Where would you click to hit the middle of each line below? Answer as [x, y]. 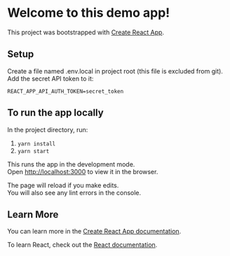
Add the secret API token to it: [50, 78]
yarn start [33, 151]
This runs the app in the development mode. [71, 164]
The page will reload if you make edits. [63, 185]
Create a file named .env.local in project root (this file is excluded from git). [115, 71]
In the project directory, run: [48, 129]
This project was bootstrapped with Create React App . [86, 32]
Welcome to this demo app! [89, 13]
